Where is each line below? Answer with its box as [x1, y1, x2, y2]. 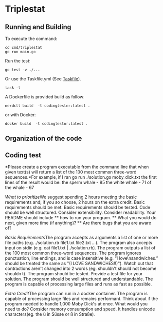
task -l [5, 85, 21, 90]
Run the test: [5, 58, 31, 64]
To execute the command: [5, 36, 57, 41]
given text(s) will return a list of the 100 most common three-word [5, 169, 137, 175]
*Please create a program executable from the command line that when [5, 164, 149, 170]
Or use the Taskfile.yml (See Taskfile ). [5, 76, 81, 81]
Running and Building [5, 23, 72, 31]
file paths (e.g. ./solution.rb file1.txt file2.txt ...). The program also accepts [5, 240, 152, 246]
